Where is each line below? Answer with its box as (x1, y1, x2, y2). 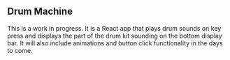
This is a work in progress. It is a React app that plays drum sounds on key (7, 24, 222, 32)
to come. (7, 46, 33, 54)
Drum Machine (7, 6, 73, 17)
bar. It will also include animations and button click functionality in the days (7, 38, 223, 47)
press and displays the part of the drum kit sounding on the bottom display (7, 31, 222, 40)
